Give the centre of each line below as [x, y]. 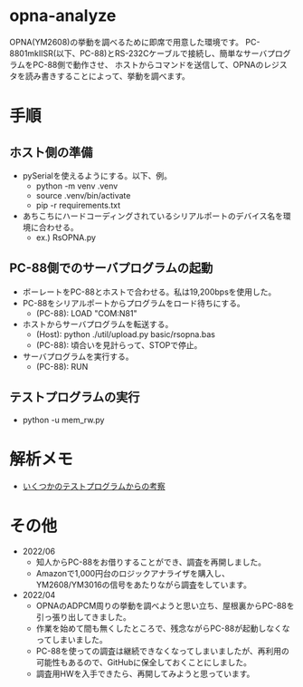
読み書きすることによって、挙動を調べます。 [107, 76]
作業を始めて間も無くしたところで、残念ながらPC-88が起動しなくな [163, 629]
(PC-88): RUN [62, 366]
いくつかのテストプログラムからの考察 [94, 486]
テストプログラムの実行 [75, 397]
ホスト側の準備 [51, 152]
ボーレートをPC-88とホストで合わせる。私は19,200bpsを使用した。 [149, 292]
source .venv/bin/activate [83, 195]
